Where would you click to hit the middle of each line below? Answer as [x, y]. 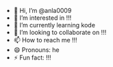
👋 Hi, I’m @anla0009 [42, 11]
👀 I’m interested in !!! [42, 18]
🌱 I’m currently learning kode [54, 25]
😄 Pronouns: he [36, 50]
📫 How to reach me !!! [45, 40]
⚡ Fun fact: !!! [32, 57]
